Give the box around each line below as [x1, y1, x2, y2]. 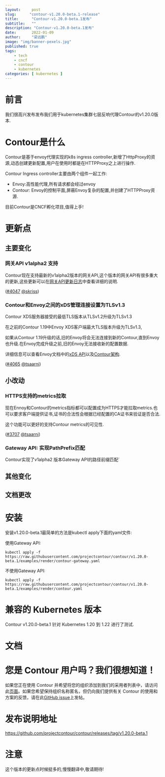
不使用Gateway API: [5, 567, 45, 573]
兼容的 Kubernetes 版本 [5, 604, 102, 615]
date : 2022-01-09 [5, 30, 54, 35]
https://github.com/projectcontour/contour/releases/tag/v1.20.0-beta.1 [5, 730, 148, 736]
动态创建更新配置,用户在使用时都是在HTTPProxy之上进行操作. [10, 160, 136, 166]
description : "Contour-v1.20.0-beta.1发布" [5, 26, 95, 31]
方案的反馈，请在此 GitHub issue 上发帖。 [5, 694, 88, 700]
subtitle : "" [5, 21, 36, 26]
